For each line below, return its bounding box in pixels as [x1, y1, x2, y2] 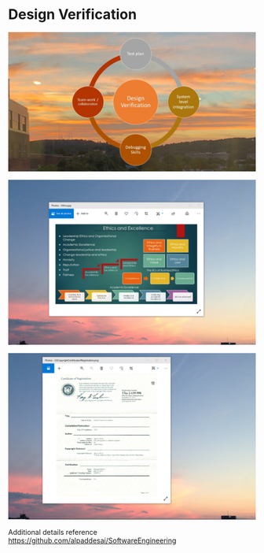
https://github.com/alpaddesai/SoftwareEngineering [8, 536, 177, 545]
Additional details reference [8, 528, 98, 537]
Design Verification [8, 6, 137, 24]
